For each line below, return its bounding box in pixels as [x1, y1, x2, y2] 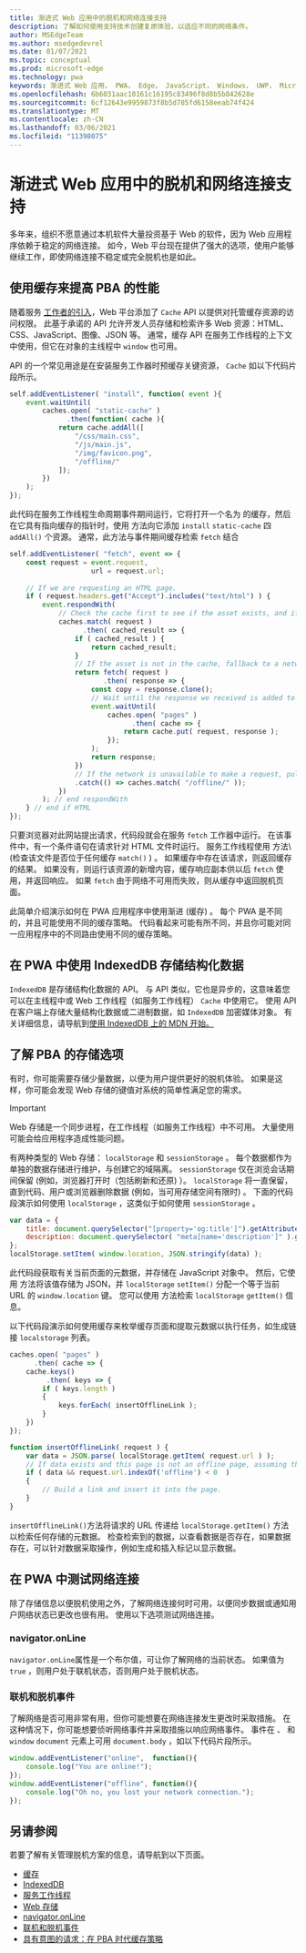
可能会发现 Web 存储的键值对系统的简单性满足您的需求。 [33, 1084, 247, 1095]
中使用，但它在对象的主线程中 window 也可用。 [9, 341, 182, 351]
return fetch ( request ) [74, 668, 169, 677]
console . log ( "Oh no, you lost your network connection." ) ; [25, 1787, 255, 1796]
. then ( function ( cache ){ [66, 415, 166, 424]
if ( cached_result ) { [74, 634, 166, 643]
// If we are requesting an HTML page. [25, 584, 178, 593]
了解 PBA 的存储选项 [9, 1047, 125, 1063]
